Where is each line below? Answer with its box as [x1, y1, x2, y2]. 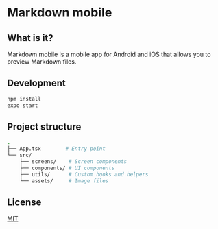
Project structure [7, 121, 82, 132]
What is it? [7, 32, 53, 44]
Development [7, 77, 66, 89]
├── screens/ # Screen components [19, 158, 128, 165]
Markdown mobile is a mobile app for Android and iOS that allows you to [7, 50, 211, 58]
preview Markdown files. [7, 58, 77, 66]
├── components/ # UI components [19, 165, 115, 171]
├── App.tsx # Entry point [7, 145, 106, 152]
